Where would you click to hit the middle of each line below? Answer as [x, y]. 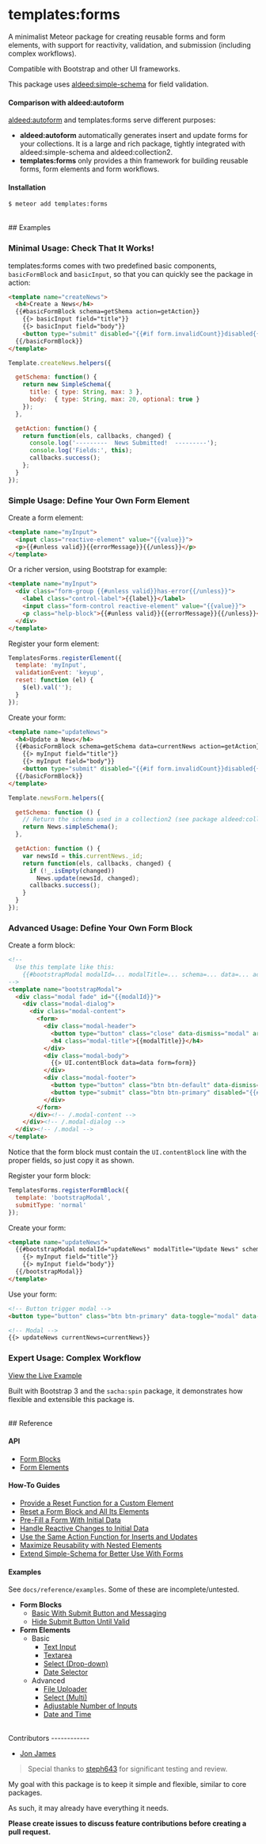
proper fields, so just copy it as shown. [71, 1161]
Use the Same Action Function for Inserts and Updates [108, 1537]
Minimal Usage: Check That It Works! [81, 248]
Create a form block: [42, 945]
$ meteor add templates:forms [58, 204]
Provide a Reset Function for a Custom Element [97, 1503]
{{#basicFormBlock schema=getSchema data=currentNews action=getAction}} [139, 747]
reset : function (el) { [54, 680]
